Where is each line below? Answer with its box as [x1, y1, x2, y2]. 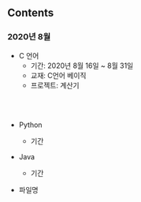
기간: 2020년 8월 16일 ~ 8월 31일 [30, 61, 134, 70]
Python [18, 120, 43, 129]
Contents [7, 6, 54, 20]
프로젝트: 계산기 [30, 80, 80, 90]
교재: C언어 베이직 [30, 70, 87, 80]
